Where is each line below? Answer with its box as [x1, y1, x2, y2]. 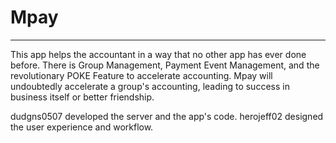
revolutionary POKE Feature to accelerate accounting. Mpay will [10, 69, 273, 81]
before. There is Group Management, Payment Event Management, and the [10, 59, 320, 71]
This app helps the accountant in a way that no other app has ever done [10, 48, 307, 60]
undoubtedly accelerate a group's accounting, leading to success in [10, 80, 290, 92]
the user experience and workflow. [10, 121, 154, 133]
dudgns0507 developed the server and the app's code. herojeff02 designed [10, 110, 324, 122]
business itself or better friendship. [10, 91, 155, 103]
